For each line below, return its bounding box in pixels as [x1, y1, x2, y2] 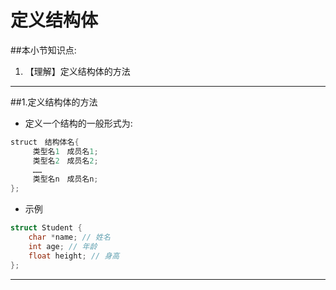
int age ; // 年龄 [28, 241, 98, 251]
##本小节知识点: [10, 44, 77, 56]
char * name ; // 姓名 [28, 232, 111, 243]
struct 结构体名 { [10, 137, 80, 147]
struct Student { [10, 223, 83, 233]
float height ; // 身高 [28, 251, 120, 261]
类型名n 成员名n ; [32, 174, 99, 185]
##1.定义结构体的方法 [10, 96, 98, 108]
